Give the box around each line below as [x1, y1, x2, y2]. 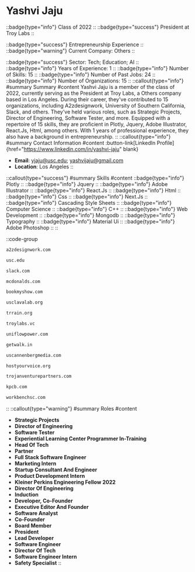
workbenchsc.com [6, 395, 46, 401]
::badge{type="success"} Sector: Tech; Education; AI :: [6, 58, 139, 66]
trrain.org [6, 310, 33, 316]
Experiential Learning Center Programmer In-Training [14, 435, 147, 442]
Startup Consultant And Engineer [14, 466, 97, 473]
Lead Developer [14, 535, 54, 542]
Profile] [156, 139, 175, 146]
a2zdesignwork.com [6, 247, 51, 253]
